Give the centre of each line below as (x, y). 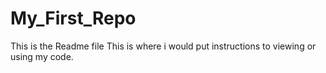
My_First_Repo (73, 18)
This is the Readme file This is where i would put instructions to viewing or (163, 46)
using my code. (42, 56)
